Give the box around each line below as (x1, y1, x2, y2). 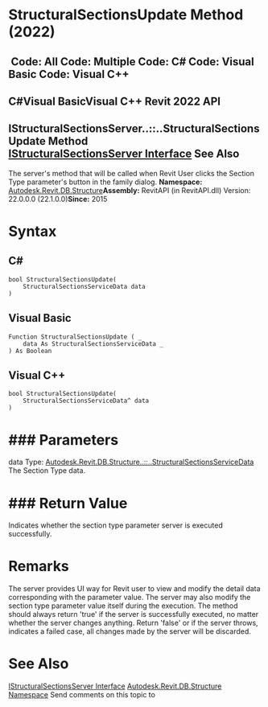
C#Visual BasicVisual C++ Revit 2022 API (8, 94, 221, 108)
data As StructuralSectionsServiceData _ (23, 339, 163, 347)
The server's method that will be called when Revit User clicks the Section (8, 168, 255, 178)
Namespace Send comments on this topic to (8, 690, 155, 700)
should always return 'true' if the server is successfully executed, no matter (8, 610, 259, 619)
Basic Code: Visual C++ (8, 67, 130, 81)
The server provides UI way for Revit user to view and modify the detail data (8, 584, 261, 594)
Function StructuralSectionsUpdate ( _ (8, 332, 142, 341)
